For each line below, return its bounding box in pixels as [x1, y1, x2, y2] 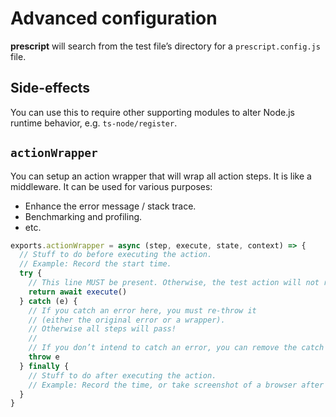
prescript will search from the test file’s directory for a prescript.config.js [10, 40, 321, 52]
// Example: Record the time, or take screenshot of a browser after [28, 380, 325, 390]
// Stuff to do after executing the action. [28, 370, 217, 381]
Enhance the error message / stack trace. [24, 200, 197, 212]
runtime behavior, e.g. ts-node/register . [10, 117, 178, 129]
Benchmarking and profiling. [24, 210, 143, 222]
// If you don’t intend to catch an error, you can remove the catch [28, 343, 325, 353]
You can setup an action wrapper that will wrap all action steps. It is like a [10, 170, 312, 182]
